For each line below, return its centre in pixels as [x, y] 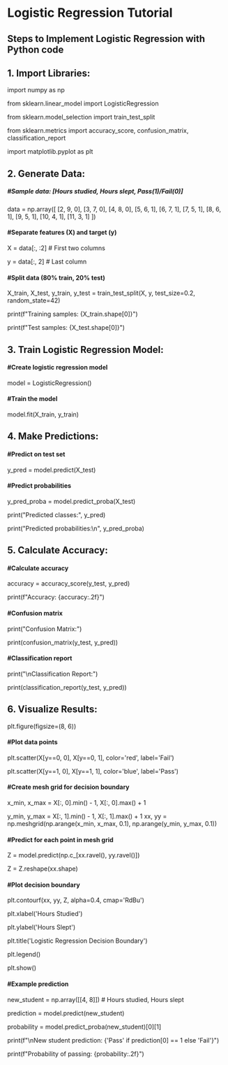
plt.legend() [24, 955]
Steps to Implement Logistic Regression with [106, 39]
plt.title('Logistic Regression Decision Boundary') [77, 941]
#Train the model [32, 399]
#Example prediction [38, 984]
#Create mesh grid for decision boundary [69, 787]
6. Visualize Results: [52, 710]
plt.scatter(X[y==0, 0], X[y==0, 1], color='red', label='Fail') [91, 758]
